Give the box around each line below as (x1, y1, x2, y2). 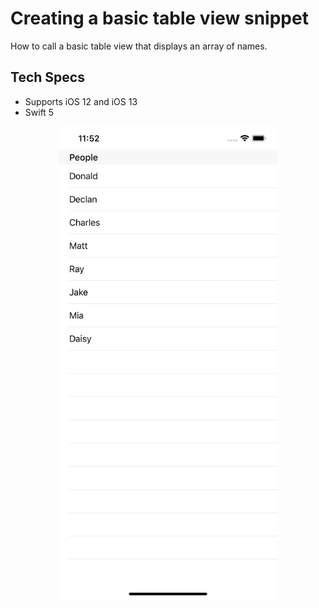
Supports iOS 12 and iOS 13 (24, 95, 138, 107)
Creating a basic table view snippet (10, 7, 309, 30)
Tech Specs (10, 69, 85, 86)
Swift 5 (24, 106, 55, 118)
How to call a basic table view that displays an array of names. (10, 40, 268, 52)
